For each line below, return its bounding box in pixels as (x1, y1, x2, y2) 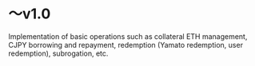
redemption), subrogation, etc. (8, 49, 109, 58)
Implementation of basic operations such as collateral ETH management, (8, 31, 248, 41)
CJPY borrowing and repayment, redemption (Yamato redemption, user (8, 40, 244, 49)
